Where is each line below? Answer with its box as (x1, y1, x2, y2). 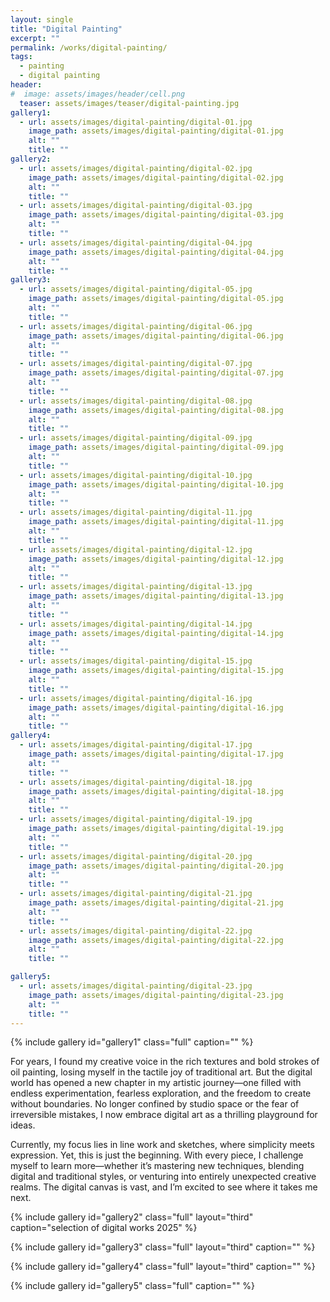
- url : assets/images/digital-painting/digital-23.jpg (19, 981, 253, 991)
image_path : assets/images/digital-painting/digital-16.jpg (28, 702, 284, 713)
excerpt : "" (10, 33, 60, 43)
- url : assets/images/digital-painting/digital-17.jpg (19, 740, 253, 750)
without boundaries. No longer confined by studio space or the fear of (10, 1098, 300, 1110)
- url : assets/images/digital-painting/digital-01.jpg (19, 117, 253, 127)
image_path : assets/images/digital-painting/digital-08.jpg (28, 405, 284, 415)
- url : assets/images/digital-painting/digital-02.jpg (19, 163, 253, 173)
